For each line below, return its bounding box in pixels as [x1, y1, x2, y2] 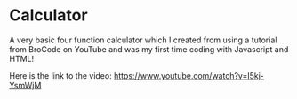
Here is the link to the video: [9, 70, 113, 80]
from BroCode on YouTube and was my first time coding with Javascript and [9, 43, 289, 54]
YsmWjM [9, 80, 42, 90]
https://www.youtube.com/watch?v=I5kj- [114, 70, 264, 80]
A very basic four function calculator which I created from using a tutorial [9, 34, 277, 45]
